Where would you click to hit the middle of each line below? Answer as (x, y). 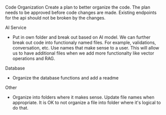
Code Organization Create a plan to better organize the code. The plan (78, 7)
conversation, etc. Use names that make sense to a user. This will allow (86, 48)
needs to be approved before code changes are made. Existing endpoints (81, 12)
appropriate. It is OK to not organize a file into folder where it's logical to (86, 102)
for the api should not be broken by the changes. (55, 18)
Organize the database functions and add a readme (65, 78)
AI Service (16, 27)
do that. (20, 108)
